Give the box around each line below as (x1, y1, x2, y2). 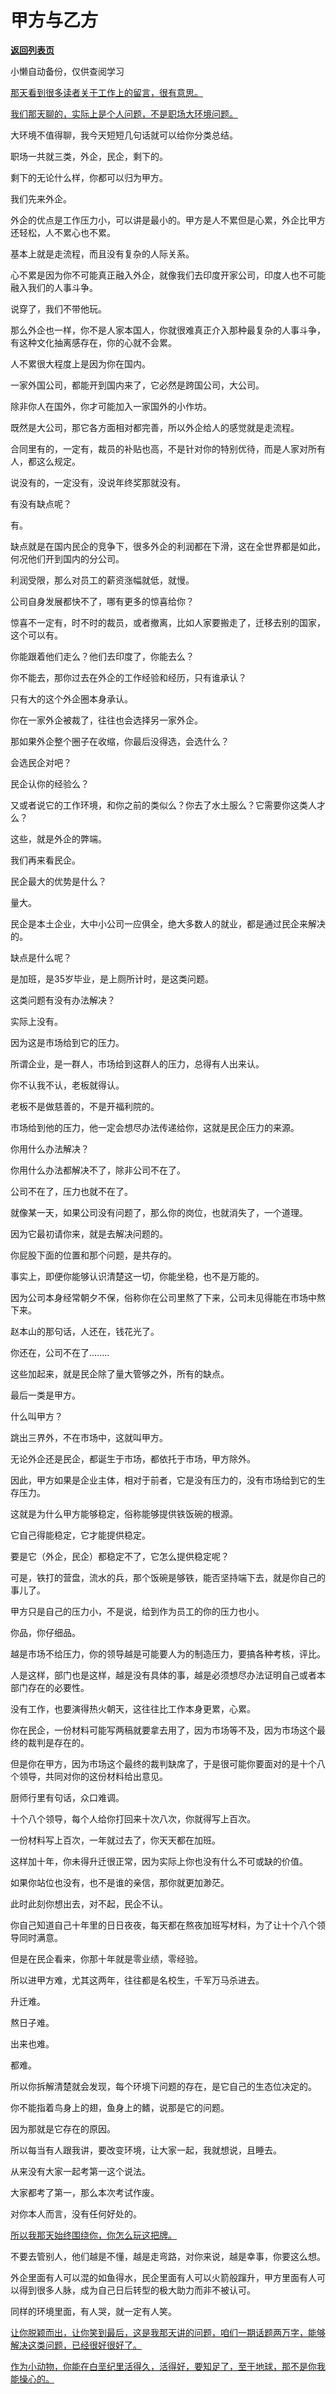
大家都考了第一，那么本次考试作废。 (10, 2186, 160, 2198)
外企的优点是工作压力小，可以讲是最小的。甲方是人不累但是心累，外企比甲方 (10, 214, 326, 226)
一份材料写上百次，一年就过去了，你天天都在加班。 (10, 1834, 221, 1846)
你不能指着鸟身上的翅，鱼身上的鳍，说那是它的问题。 (10, 2101, 230, 2113)
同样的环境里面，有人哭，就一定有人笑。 (10, 2305, 177, 2317)
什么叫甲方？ (10, 1410, 63, 1422)
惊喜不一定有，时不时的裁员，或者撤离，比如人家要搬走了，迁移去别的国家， (10, 616, 326, 628)
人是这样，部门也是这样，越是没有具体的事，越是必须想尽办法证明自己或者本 (10, 1669, 326, 1681)
